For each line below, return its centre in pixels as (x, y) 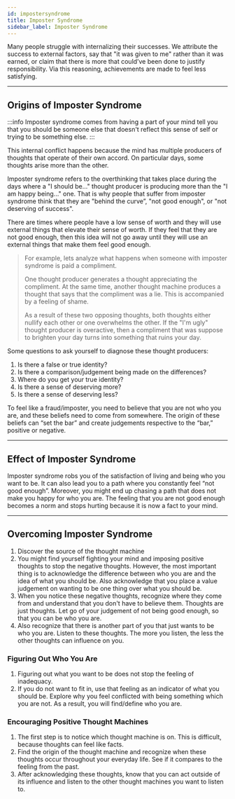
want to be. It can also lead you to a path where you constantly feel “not (111, 483)
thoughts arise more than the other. (58, 165)
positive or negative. (37, 430)
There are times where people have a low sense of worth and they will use (114, 222)
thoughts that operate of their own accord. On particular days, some (106, 158)
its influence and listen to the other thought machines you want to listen (120, 781)
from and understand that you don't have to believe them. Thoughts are (120, 603)
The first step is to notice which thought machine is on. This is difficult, (119, 737)
